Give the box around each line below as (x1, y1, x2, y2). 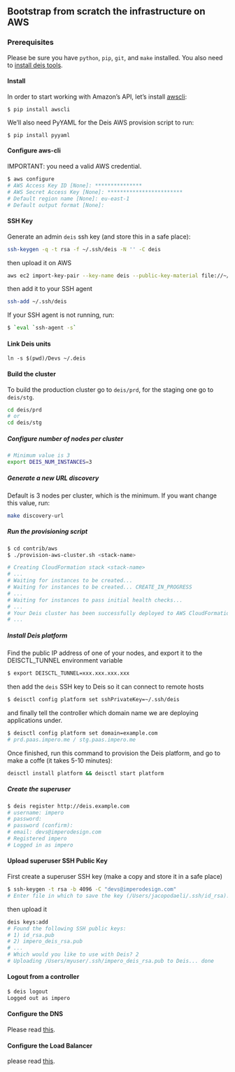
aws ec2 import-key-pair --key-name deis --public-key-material (7, 272, 199, 279)
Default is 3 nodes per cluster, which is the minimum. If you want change (7, 491, 217, 500)
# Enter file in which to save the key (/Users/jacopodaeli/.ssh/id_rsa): (7, 892, 230, 899)
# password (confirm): (7, 822, 73, 829)
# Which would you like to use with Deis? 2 (7, 951, 139, 958)
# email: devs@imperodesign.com (7, 828, 101, 835)
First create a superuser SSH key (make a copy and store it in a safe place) (7, 873, 222, 880)
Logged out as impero (7, 994, 71, 1001)
